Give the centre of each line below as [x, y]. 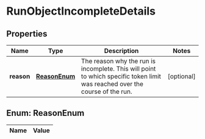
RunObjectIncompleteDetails [81, 11]
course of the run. [107, 91]
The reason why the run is [119, 61]
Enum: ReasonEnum [45, 113]
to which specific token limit [121, 76]
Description [121, 51]
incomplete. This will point [119, 69]
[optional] [182, 76]
